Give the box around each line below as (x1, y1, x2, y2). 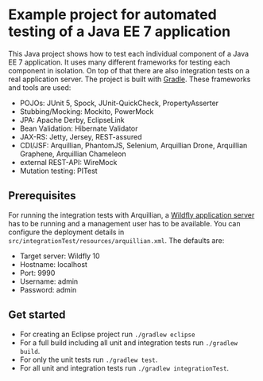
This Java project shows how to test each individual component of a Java (8, 49, 249, 58)
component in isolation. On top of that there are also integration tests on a (8, 65, 250, 75)
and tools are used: (8, 82, 72, 92)
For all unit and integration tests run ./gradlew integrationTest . (19, 363, 229, 372)
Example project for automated (8, 6, 217, 24)
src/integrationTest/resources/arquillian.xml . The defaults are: (8, 235, 225, 245)
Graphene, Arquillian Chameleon (19, 149, 126, 159)
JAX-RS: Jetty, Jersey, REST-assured (19, 132, 142, 141)
